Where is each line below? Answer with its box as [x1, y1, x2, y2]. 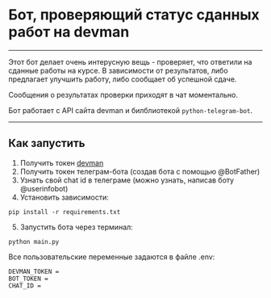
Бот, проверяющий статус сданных [8, 6, 260, 24]
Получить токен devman [19, 157, 104, 167]
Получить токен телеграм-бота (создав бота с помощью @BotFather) [19, 166, 261, 176]
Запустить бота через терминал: [19, 222, 133, 232]
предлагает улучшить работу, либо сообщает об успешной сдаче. [8, 74, 237, 84]
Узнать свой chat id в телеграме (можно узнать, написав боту [19, 175, 235, 185]
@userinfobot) [19, 183, 69, 193]
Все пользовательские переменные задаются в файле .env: [8, 252, 215, 262]
